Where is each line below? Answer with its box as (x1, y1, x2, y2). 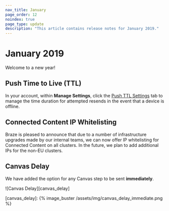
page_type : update (5, 21, 44, 27)
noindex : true (5, 17, 35, 22)
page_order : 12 (5, 12, 37, 17)
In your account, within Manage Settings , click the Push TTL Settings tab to (5, 92, 163, 98)
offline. (5, 103, 20, 109)
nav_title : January (5, 7, 46, 13)
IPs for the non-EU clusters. (5, 147, 63, 153)
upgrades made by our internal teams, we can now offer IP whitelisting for (5, 137, 159, 143)
